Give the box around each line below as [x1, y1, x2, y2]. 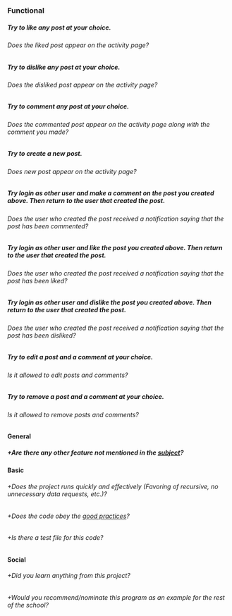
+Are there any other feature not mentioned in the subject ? [7, 448, 184, 457]
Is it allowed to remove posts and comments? [7, 410, 139, 419]
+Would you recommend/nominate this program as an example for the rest [7, 593, 226, 601]
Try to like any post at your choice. [7, 23, 111, 32]
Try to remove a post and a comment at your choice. [7, 393, 164, 401]
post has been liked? [7, 276, 68, 285]
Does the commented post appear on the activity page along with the [7, 120, 210, 128]
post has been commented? [7, 221, 89, 230]
